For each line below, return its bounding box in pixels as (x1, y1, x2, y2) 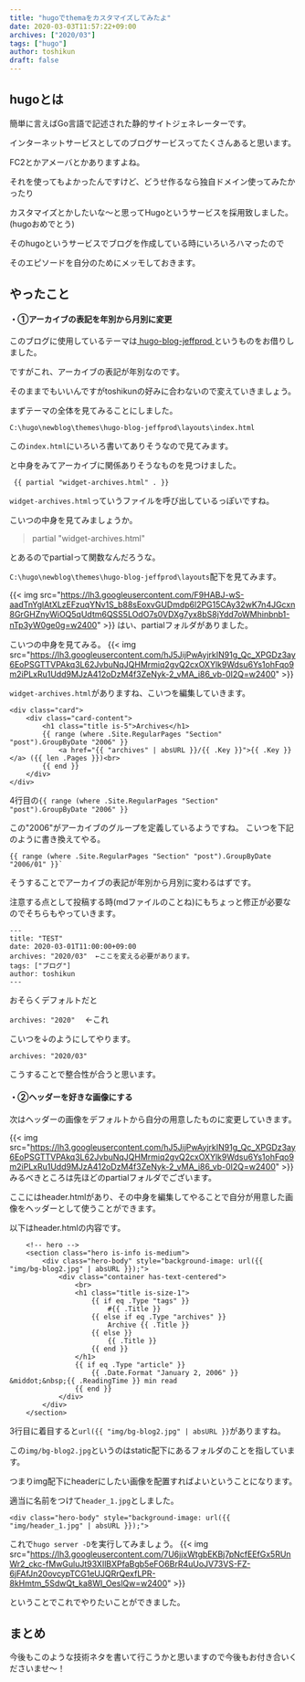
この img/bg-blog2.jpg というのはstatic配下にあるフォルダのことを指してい (9, 1445, 288, 1456)
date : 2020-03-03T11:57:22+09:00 (9, 22, 137, 31)
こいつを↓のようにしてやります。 (9, 1034, 135, 1045)
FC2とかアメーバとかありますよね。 (9, 156, 145, 167)
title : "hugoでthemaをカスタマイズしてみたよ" (9, 13, 172, 23)
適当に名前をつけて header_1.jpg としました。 (9, 1495, 179, 1506)
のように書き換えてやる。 (9, 834, 106, 845)
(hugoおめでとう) (9, 218, 75, 229)
